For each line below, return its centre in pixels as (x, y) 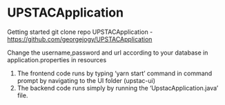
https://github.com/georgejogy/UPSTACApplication (80, 39)
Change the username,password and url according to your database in (108, 52)
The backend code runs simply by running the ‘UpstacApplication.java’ (118, 88)
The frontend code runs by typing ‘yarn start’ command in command (115, 73)
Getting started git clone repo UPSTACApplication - (80, 32)
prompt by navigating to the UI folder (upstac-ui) (86, 80)
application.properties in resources (57, 59)
